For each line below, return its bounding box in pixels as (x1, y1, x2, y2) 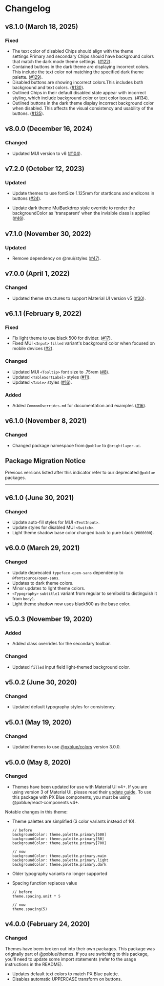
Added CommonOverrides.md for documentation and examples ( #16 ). (12, 402, 146, 408)
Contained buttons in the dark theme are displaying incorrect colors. (12, 64, 150, 69)
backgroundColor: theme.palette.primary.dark (12, 862, 106, 867)
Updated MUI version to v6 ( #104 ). (12, 150, 82, 156)
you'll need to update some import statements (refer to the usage (5, 956, 137, 962)
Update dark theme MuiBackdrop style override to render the (12, 205, 135, 211)
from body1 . (12, 595, 36, 601)
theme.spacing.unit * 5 (12, 894, 61, 898)
